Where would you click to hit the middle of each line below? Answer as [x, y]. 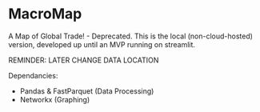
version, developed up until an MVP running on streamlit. [102, 44]
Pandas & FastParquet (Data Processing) [87, 91]
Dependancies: [33, 75]
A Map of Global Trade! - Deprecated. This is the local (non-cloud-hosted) [131, 36]
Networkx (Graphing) [55, 99]
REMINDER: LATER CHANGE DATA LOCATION [84, 60]
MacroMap [45, 14]
